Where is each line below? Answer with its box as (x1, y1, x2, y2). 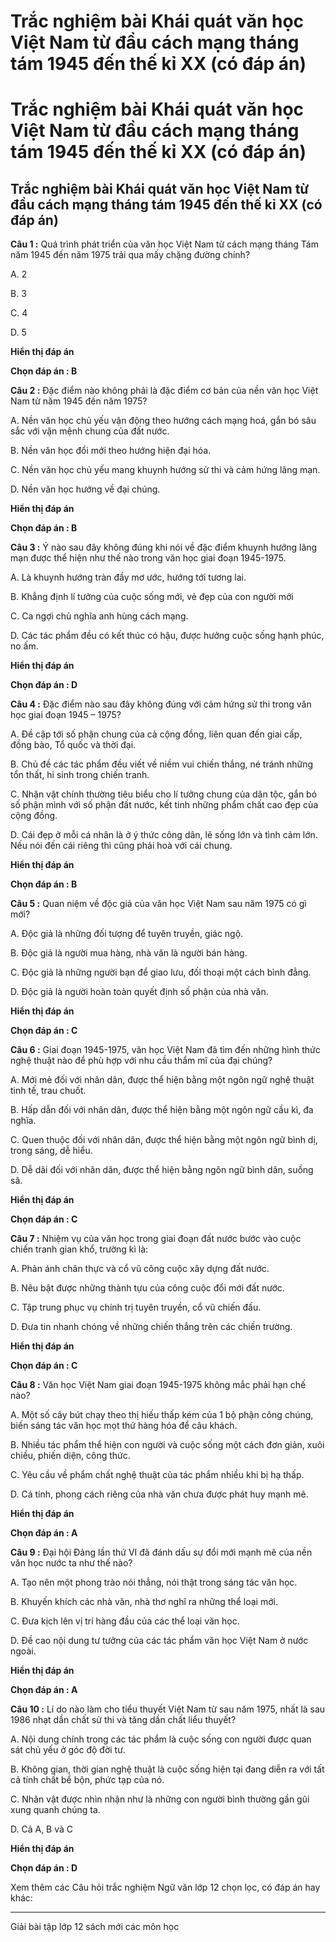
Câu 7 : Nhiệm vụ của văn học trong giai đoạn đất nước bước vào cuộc (10, 1233, 302, 1245)
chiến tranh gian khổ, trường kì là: (10, 1243, 149, 1255)
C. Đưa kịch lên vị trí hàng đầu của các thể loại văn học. (10, 1615, 240, 1627)
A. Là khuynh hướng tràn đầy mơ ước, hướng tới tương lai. (10, 571, 247, 584)
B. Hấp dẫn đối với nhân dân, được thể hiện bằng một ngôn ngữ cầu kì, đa (10, 1104, 314, 1116)
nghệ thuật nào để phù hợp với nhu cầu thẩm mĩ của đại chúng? (10, 1055, 273, 1067)
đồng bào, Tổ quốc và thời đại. (10, 739, 137, 751)
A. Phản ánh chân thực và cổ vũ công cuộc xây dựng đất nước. (10, 1263, 270, 1275)
